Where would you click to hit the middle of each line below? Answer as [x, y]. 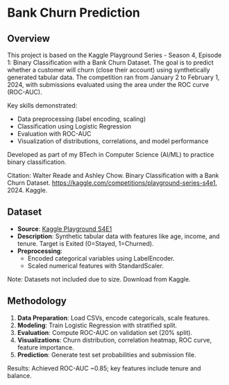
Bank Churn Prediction [74, 13]
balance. [20, 375]
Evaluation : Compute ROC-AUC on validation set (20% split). [105, 332]
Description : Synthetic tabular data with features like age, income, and [118, 236]
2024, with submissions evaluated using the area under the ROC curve [108, 84]
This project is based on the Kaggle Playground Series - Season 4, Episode [114, 55]
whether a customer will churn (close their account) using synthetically [109, 70]
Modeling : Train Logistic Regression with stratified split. [97, 325]
